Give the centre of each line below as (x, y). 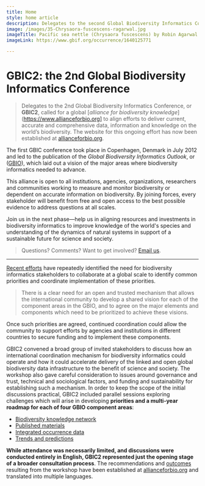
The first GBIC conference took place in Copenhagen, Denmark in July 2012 (102, 150)
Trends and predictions (44, 438)
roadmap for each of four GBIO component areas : (70, 407)
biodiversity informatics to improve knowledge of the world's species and (99, 225)
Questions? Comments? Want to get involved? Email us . (91, 250)
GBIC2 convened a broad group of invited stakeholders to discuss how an (99, 349)
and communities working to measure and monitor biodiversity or (88, 187)
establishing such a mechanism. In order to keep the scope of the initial (96, 388)
